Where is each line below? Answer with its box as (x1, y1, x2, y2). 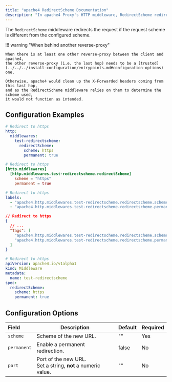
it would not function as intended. (5, 96, 83, 102)
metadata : (5, 270, 27, 276)
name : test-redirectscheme (10, 275, 68, 280)
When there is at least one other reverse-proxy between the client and (5, 52, 164, 57)
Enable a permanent (36, 341, 85, 348)
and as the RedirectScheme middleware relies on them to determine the (5, 88, 161, 93)
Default (118, 324, 137, 331)
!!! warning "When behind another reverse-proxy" (5, 42, 110, 48)
